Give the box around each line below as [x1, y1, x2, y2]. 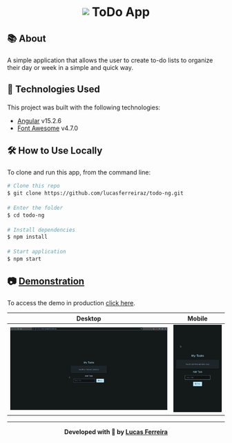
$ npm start [7, 255, 41, 263]
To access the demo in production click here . [7, 299, 136, 307]
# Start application [7, 248, 67, 255]
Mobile [187, 314, 209, 323]
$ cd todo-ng [7, 212, 45, 219]
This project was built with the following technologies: [7, 103, 161, 111]
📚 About [7, 33, 46, 44]
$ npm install [7, 233, 48, 241]
